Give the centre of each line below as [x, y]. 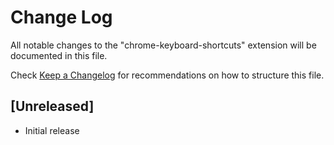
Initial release [52, 130]
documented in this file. [59, 55]
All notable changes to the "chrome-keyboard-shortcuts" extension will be [163, 45]
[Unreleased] [52, 106]
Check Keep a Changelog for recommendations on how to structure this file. [167, 75]
